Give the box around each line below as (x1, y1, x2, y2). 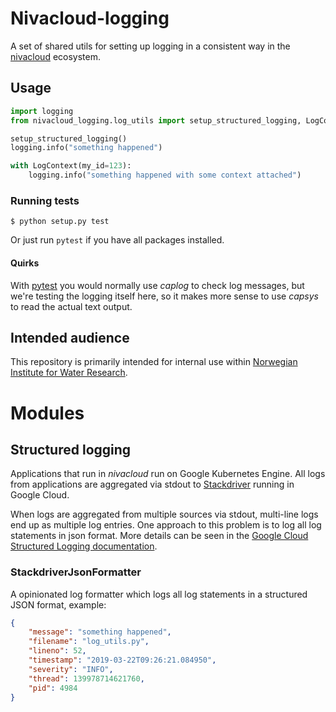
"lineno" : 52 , (28, 646, 87, 656)
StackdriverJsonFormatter (10, 565, 142, 579)
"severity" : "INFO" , (28, 664, 114, 674)
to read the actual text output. (10, 300, 133, 312)
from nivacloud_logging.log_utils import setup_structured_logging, (10, 115, 302, 126)
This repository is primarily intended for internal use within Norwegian (10, 356, 298, 368)
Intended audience (10, 329, 130, 346)
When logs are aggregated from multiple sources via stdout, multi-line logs (10, 508, 319, 521)
